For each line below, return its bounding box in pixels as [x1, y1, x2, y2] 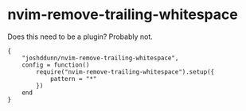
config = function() [21, 61, 90, 69]
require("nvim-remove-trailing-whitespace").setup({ [36, 67, 215, 76]
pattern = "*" [49, 75, 97, 82]
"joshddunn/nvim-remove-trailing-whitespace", [21, 54, 179, 62]
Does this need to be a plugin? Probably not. [7, 32, 153, 41]
